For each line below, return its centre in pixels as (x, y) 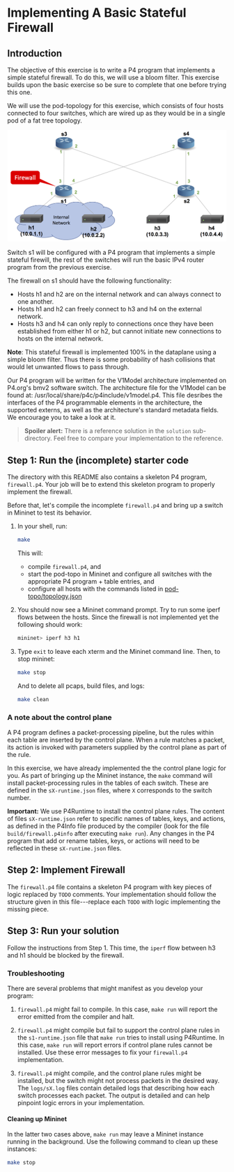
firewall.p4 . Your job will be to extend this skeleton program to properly (111, 485)
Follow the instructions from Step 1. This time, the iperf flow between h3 (111, 948)
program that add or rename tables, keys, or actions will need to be (103, 841)
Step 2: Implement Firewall (66, 870)
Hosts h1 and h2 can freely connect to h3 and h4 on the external (109, 309)
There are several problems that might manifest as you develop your (105, 988)
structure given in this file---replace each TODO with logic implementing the (114, 901)
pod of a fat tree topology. (45, 120)
